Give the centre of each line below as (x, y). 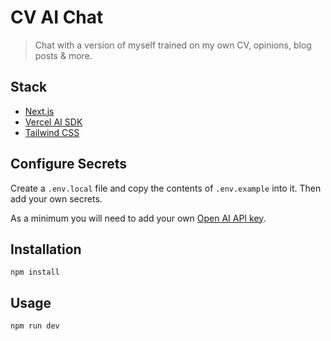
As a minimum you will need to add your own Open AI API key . (138, 218)
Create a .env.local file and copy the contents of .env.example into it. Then (166, 188)
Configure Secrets (69, 164)
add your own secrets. (56, 198)
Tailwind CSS (52, 132)
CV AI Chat (57, 17)
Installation (46, 249)
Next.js (39, 111)
